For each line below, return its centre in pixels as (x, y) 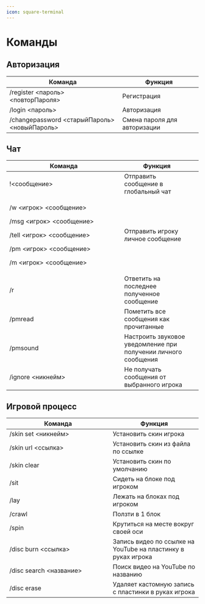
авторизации (141, 127)
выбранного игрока (153, 385)
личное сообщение (153, 239)
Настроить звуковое (155, 337)
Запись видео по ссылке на (154, 542)
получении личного (153, 352)
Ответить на (142, 278)
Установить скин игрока (149, 434)
